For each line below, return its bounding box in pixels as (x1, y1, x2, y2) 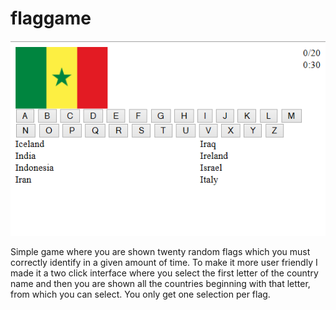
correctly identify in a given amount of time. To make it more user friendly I (10, 256, 318, 268)
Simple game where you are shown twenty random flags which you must (10, 245, 311, 257)
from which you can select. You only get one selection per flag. (10, 288, 271, 300)
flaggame (10, 7, 92, 30)
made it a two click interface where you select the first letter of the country (10, 267, 319, 279)
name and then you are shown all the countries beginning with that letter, (10, 277, 311, 289)
